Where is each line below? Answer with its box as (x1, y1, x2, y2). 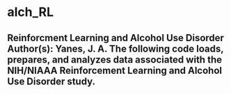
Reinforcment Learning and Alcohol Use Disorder (7, 32, 225, 44)
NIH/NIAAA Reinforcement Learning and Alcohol (7, 64, 223, 77)
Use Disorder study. (7, 75, 96, 87)
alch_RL (7, 4, 54, 20)
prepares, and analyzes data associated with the (7, 54, 223, 65)
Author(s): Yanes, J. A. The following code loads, (7, 42, 224, 54)
